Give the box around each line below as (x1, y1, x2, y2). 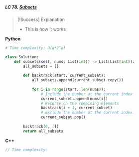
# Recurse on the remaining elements (40, 101, 120, 106)
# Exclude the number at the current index (40, 110, 133, 115)
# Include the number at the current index (40, 91, 133, 97)
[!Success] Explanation (17, 16, 65, 22)
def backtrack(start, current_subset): (23, 73, 106, 78)
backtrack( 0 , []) (23, 124, 59, 129)
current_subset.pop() (40, 115, 86, 120)
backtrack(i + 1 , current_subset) (40, 105, 113, 111)
